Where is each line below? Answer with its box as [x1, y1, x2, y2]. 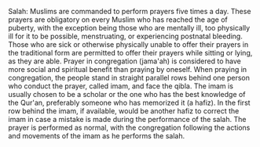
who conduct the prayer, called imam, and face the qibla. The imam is [8, 81, 234, 91]
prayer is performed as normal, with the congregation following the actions [8, 123, 251, 132]
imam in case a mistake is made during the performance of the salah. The [8, 115, 247, 124]
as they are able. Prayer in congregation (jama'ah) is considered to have [8, 56, 241, 66]
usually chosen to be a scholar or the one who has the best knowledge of [8, 90, 246, 99]
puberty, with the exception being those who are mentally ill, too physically [8, 23, 251, 32]
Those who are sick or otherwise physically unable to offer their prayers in [8, 40, 249, 49]
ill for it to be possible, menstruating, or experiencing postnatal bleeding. [8, 31, 244, 41]
